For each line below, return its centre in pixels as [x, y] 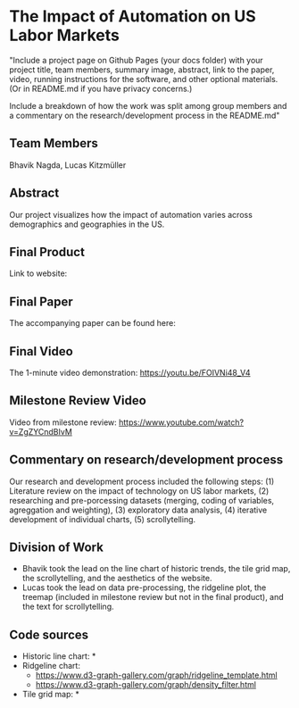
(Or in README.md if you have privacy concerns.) [101, 88]
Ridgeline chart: [51, 666]
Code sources [49, 634]
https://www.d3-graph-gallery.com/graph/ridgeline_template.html [157, 675]
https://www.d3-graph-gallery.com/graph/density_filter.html [146, 685]
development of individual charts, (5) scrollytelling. [103, 519]
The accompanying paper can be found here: [92, 323]
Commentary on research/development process [146, 460]
